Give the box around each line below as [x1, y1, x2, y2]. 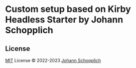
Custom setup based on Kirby [5, 3, 131, 15]
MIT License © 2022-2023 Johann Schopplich [5, 58, 101, 63]
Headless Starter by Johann [5, 14, 124, 25]
